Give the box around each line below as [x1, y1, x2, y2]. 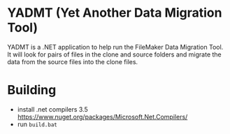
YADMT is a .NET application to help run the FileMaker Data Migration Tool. [7, 43, 224, 51]
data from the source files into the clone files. [7, 57, 138, 66]
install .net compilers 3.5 [17, 105, 89, 113]
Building [7, 82, 57, 98]
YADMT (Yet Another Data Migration [7, 5, 222, 21]
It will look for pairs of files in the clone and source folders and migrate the [7, 50, 222, 59]
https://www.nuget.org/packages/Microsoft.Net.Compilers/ [17, 112, 188, 121]
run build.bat [17, 120, 57, 128]
